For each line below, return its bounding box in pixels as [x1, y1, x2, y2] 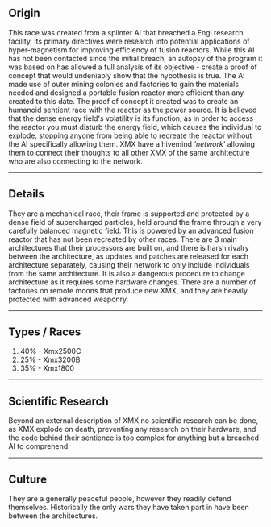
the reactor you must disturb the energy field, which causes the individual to [8, 122, 262, 131]
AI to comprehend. [8, 442, 70, 451]
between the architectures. [8, 511, 98, 521]
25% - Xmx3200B [19, 355, 81, 365]
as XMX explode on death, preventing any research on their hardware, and [8, 425, 256, 434]
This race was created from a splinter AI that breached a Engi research [8, 27, 244, 37]
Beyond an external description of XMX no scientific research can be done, [8, 416, 259, 425]
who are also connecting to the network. [8, 156, 143, 166]
